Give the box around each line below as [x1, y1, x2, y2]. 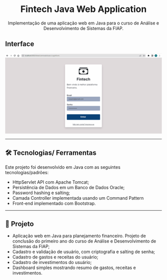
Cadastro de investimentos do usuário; [12, 260, 92, 266]
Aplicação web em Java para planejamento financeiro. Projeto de [12, 233, 146, 239]
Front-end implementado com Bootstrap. [12, 201, 96, 207]
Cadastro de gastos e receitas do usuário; [12, 254, 98, 260]
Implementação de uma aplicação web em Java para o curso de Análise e [8, 20, 159, 26]
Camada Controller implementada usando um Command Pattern [12, 195, 144, 201]
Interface [5, 40, 34, 48]
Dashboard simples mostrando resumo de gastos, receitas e [12, 265, 136, 271]
